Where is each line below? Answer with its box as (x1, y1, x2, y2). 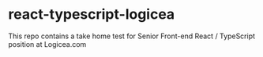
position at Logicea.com (8, 39, 87, 48)
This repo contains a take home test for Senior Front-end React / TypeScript (8, 31, 255, 41)
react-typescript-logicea (8, 5, 175, 23)
